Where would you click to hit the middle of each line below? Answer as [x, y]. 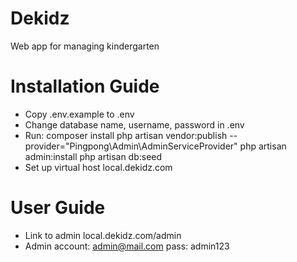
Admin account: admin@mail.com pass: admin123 [127, 246]
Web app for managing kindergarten [85, 46]
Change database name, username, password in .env [134, 124]
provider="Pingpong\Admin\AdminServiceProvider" [131, 146]
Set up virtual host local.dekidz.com [98, 167]
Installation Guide [85, 86]
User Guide [58, 208]
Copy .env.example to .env [79, 114]
